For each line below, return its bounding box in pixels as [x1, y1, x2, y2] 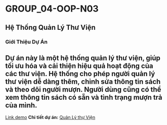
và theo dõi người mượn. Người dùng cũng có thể [5, 85, 161, 94]
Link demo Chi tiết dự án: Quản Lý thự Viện [5, 114, 96, 120]
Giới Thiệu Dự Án [5, 38, 48, 45]
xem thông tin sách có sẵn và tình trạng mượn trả [5, 93, 162, 101]
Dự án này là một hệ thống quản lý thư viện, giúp [5, 53, 161, 62]
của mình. [5, 101, 37, 109]
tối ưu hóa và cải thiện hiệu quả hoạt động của [5, 61, 153, 70]
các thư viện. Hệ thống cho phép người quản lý [5, 69, 155, 78]
